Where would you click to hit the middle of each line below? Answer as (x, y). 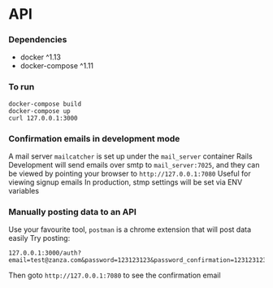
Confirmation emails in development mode (94, 138)
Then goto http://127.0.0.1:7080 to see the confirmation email (115, 275)
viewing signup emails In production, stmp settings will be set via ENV (126, 182)
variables (24, 191)
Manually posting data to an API (72, 212)
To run (22, 87)
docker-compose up (39, 111)
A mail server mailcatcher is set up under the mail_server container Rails (131, 156)
